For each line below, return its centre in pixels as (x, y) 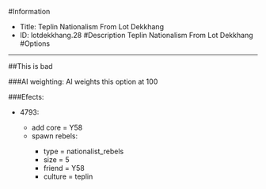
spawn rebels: (54, 136)
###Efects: (26, 97)
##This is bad (30, 66)
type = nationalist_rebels (84, 151)
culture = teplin (68, 176)
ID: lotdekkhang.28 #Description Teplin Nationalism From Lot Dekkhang (136, 35)
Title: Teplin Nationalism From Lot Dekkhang (92, 26)
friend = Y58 (64, 168)
